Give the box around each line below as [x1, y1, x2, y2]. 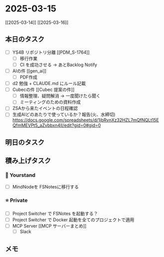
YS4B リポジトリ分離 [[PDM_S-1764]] [12, 49, 90, 55]
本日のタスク [5, 35, 45, 44]
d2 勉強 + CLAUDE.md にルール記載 [12, 81, 86, 86]
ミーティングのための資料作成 [19, 99, 81, 105]
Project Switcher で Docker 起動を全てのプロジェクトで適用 [12, 217, 135, 223]
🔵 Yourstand [5, 172, 36, 179]
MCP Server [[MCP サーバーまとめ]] [12, 223, 87, 229]
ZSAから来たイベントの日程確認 [12, 105, 78, 111]
